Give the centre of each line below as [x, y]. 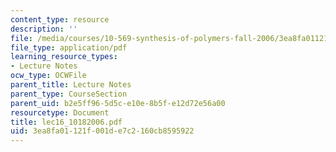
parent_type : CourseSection [69, 94]
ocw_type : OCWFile [48, 76]
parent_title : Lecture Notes [71, 85]
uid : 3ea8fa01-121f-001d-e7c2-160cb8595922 [102, 131]
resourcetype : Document [60, 112]
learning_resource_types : [64, 57]
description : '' [44, 29]
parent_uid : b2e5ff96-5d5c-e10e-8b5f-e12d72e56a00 [118, 103]
